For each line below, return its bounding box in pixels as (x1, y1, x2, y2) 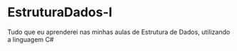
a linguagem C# (7, 35, 54, 43)
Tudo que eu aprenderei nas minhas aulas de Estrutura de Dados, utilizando (7, 28, 231, 36)
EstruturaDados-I (7, 4, 113, 21)
